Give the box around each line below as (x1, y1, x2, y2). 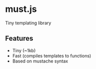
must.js (5, 3, 37, 15)
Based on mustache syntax (12, 58, 68, 64)
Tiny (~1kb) (12, 47, 36, 53)
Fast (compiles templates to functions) (12, 53, 92, 59)
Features (5, 34, 33, 43)
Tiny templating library (5, 20, 51, 26)
